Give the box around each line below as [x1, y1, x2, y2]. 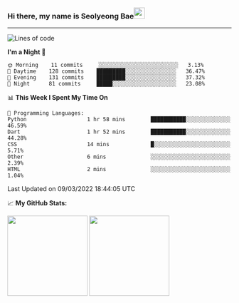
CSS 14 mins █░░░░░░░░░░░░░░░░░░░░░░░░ [7, 141, 231, 148]
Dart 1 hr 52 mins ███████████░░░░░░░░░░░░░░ [7, 128, 231, 135]
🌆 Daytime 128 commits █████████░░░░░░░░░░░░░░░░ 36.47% [7, 68, 205, 75]
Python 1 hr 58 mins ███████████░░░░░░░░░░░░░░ [7, 116, 231, 123]
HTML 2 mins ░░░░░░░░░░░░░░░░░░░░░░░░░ [7, 166, 231, 173]
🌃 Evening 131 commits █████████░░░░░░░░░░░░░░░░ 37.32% [7, 74, 205, 81]
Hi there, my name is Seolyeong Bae [7, 11, 134, 21]
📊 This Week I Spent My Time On [7, 93, 108, 102]
